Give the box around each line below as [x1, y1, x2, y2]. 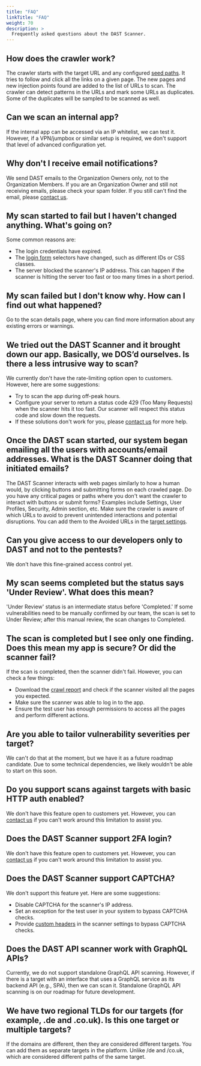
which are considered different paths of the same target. [6, 1053, 146, 1061]
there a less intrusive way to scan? [6, 359, 139, 369]
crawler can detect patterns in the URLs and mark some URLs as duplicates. [6, 88, 195, 95]
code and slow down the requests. [14, 412, 101, 419]
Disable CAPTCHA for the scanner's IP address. [14, 901, 133, 908]
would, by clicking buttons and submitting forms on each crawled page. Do [6, 486, 192, 493]
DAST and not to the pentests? [6, 545, 123, 555]
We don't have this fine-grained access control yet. [6, 560, 133, 568]
